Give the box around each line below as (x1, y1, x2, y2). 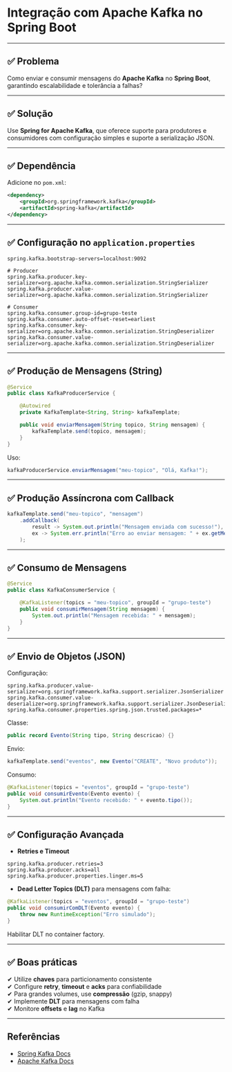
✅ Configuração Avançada (7, 828, 124, 840)
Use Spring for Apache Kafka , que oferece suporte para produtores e (7, 126, 207, 134)
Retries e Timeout (17, 847, 70, 855)
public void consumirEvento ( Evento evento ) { (7, 790, 140, 797)
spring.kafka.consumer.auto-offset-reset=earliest (7, 316, 156, 322)
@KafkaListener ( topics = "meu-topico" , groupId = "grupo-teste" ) (19, 599, 212, 606)
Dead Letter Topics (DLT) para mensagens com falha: (17, 884, 171, 893)
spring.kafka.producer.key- (7, 273, 88, 280)
